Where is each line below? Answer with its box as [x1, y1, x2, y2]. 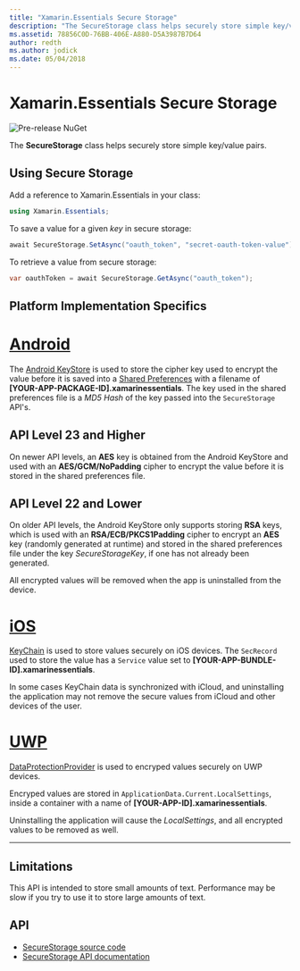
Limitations [9, 858, 73, 874]
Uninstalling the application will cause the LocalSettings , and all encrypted [9, 815, 283, 826]
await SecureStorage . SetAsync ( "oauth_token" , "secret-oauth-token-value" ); [9, 240, 297, 249]
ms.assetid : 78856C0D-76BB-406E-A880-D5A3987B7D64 [9, 29, 202, 38]
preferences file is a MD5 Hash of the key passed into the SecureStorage [9, 392, 275, 403]
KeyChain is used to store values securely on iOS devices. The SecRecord [9, 645, 278, 657]
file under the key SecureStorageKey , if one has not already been [9, 548, 250, 559]
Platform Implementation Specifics [9, 298, 207, 314]
